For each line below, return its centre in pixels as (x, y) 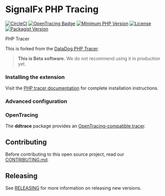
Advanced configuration (36, 101)
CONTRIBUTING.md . (27, 160)
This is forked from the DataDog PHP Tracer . (52, 48)
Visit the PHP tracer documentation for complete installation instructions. (82, 88)
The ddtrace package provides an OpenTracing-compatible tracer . (75, 126)
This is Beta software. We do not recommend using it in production (89, 58)
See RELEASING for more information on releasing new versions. (73, 188)
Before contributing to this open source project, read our (65, 154)
